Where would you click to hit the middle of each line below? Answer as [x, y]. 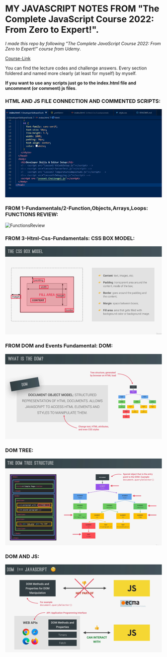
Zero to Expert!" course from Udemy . [43, 49]
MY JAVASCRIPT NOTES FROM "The [82, 9]
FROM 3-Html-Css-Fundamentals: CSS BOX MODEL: [70, 238]
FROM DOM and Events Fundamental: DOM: [59, 346]
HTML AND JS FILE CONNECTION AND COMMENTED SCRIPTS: [83, 101]
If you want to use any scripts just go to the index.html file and [71, 83]
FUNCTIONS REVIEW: [32, 215]
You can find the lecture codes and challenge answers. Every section [76, 68]
